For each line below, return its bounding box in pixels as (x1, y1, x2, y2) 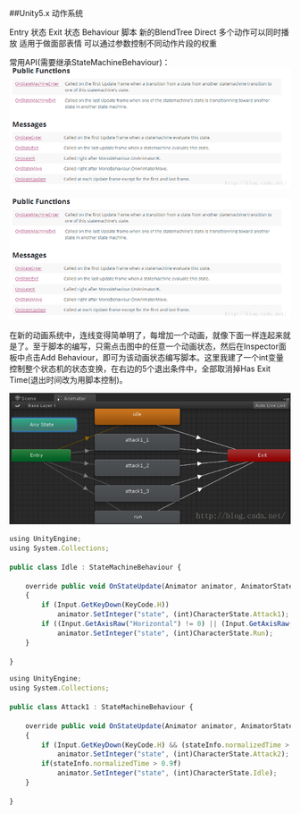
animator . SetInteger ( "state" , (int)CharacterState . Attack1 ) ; (56, 610, 290, 619)
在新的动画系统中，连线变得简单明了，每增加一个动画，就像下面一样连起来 (9, 329, 283, 340)
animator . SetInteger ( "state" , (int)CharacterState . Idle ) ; (56, 768, 278, 778)
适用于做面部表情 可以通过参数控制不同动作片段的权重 (19, 38, 217, 48)
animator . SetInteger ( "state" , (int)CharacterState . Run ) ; (56, 629, 274, 638)
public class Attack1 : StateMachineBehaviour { (9, 703, 194, 712)
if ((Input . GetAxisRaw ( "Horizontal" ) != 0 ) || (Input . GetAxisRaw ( (41, 620, 294, 629)
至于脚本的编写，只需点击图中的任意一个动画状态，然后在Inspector (32, 341, 279, 352)
